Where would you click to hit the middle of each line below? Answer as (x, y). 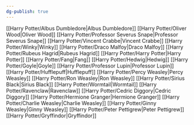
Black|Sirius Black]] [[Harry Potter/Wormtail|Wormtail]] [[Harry (81, 84)
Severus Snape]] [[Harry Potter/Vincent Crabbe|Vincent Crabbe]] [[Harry (94, 40)
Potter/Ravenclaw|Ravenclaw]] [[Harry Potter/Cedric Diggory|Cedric (89, 90)
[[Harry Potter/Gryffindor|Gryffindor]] (51, 116)
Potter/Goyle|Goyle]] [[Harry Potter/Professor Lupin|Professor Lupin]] (90, 66)
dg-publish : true (27, 11)
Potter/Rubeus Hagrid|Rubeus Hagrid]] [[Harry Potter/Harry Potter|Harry (94, 53)
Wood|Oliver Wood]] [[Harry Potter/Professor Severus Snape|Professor (92, 34)
